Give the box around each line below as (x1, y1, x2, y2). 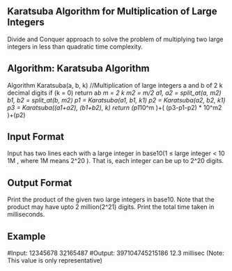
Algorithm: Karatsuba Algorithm (7, 63, 150, 75)
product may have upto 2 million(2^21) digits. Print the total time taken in (7, 203, 215, 211)
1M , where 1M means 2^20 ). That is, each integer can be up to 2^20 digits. (7, 157, 224, 165)
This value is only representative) (7, 256, 103, 265)
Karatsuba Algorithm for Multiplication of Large (7, 6, 217, 17)
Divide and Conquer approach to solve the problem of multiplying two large (7, 35, 224, 43)
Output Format (7, 177, 72, 189)
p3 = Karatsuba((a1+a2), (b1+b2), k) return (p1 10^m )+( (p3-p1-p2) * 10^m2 (7, 103, 222, 111)
